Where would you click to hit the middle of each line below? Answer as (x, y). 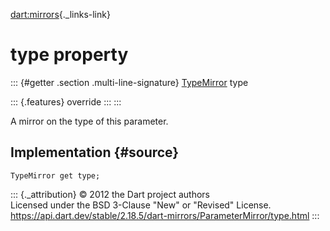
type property (69, 55)
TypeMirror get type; (55, 175)
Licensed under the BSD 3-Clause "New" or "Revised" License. (141, 205)
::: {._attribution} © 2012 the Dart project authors (110, 194)
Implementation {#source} (95, 152)
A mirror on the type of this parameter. (89, 121)
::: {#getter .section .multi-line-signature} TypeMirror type (129, 82)
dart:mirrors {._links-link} (60, 14)
